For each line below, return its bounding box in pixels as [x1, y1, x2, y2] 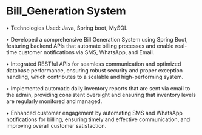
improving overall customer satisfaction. [6, 122, 107, 129]
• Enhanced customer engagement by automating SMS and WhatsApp [6, 109, 183, 116]
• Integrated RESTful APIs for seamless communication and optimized [6, 60, 181, 67]
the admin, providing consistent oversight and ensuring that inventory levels [6, 91, 196, 98]
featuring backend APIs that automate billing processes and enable [6, 42, 174, 49]
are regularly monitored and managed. [6, 98, 103, 105]
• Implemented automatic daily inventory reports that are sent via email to [6, 84, 190, 92]
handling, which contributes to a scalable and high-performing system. [6, 73, 184, 80]
